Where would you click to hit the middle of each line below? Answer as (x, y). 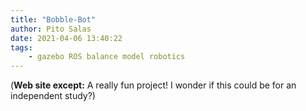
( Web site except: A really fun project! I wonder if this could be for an (153, 85)
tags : (21, 47)
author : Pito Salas (51, 29)
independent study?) (53, 96)
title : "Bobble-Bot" (53, 19)
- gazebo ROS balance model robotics (107, 57)
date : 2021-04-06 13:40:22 (66, 38)
